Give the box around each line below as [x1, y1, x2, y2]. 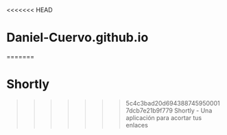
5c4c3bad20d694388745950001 [126, 99, 220, 107]
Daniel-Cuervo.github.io [6, 30, 149, 45]
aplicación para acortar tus [126, 113, 202, 122]
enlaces [126, 121, 148, 129]
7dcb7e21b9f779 [126, 106, 173, 114]
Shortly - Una [174, 106, 213, 114]
